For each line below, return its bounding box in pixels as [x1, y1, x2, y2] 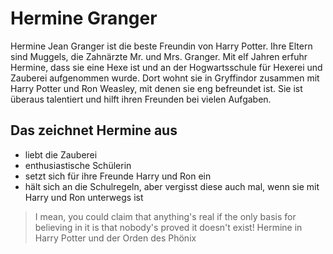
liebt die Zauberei [24, 148, 98, 161]
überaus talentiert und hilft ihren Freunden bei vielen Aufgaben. [10, 93, 272, 105]
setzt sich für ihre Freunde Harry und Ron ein [24, 170, 212, 182]
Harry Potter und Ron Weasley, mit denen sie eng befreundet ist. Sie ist [10, 82, 303, 94]
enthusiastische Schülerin [24, 159, 132, 171]
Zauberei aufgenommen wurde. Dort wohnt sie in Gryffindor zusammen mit [10, 72, 320, 84]
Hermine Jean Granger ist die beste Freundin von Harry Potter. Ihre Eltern [10, 40, 313, 52]
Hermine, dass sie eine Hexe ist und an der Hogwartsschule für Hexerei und [10, 61, 323, 73]
